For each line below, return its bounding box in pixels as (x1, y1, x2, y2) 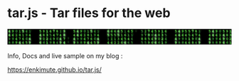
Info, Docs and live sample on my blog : (7, 51, 123, 60)
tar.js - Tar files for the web (7, 5, 171, 21)
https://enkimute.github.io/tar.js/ (7, 65, 102, 74)
